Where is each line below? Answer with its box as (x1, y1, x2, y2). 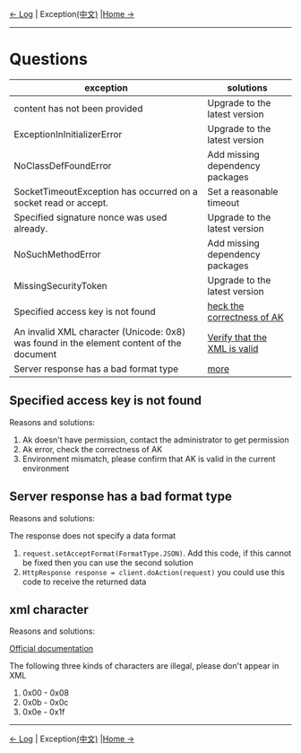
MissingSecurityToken (13, 279, 107, 292)
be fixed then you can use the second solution (21, 556, 194, 568)
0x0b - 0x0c (21, 697, 69, 708)
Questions (9, 49, 88, 70)
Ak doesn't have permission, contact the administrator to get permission (21, 434, 289, 445)
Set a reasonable (207, 185, 279, 197)
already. (13, 222, 48, 234)
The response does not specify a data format (9, 530, 176, 541)
